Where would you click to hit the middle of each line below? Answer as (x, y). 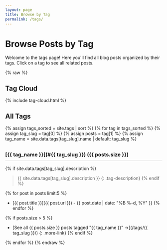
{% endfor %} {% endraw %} (35, 242)
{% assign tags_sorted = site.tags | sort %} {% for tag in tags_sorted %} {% (83, 128)
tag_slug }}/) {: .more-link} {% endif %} (53, 233)
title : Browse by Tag (28, 14)
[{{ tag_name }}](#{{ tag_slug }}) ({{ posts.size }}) (67, 154)
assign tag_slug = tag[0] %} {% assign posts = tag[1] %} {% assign (74, 133)
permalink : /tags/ (24, 19)
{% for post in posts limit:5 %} (36, 193)
